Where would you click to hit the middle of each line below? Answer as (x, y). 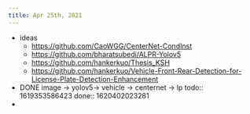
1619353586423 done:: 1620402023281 (84, 95)
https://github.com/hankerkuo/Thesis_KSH (101, 62)
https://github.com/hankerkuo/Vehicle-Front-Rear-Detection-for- (136, 70)
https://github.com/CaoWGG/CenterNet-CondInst (112, 46)
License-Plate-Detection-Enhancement (95, 79)
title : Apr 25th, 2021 (45, 15)
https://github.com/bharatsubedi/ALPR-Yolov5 (106, 54)
